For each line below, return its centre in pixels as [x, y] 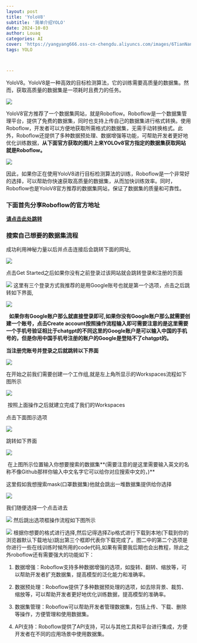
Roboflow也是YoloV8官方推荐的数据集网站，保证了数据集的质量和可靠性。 [95, 188]
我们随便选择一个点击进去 [37, 508]
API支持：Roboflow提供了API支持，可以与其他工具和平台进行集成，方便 [101, 627]
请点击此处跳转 [24, 219]
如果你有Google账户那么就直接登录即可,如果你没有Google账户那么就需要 [97, 316]
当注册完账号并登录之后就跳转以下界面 [52, 351]
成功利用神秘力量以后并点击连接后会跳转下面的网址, [69, 250]
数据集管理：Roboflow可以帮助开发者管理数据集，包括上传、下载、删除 [101, 607]
